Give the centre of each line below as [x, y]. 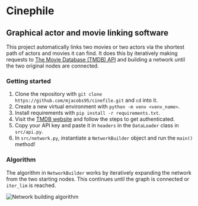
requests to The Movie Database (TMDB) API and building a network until [96, 59]
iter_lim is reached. [31, 185]
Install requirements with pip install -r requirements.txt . [87, 113]
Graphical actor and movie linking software [87, 33]
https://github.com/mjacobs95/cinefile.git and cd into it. [86, 100]
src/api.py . [29, 132]
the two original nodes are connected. [52, 66]
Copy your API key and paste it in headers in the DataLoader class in [97, 125]
